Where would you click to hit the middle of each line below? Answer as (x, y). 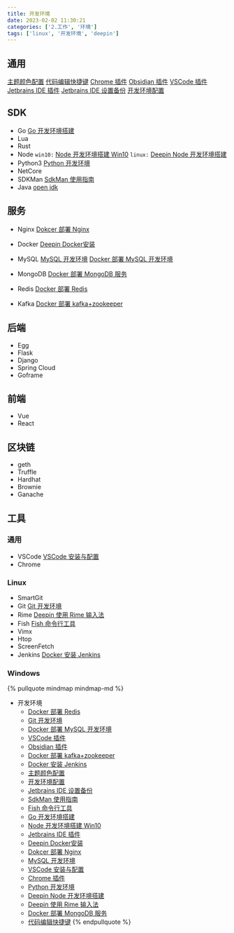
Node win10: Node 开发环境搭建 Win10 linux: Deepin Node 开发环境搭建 (122, 154)
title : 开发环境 (29, 14)
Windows (24, 674)
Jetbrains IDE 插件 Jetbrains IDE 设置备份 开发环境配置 (86, 90)
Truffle (27, 472)
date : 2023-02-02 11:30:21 (46, 20)
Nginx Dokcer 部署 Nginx (53, 229)
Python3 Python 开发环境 (54, 163)
